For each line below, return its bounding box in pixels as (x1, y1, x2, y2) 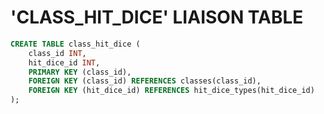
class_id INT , (28, 48, 87, 58)
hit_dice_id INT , (28, 57, 101, 68)
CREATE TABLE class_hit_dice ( (10, 39, 141, 49)
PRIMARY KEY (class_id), (28, 67, 132, 77)
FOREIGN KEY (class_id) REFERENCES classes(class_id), (28, 76, 262, 86)
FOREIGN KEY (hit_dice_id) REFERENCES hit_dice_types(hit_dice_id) (28, 86, 315, 96)
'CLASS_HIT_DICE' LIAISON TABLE (10, 6, 304, 29)
